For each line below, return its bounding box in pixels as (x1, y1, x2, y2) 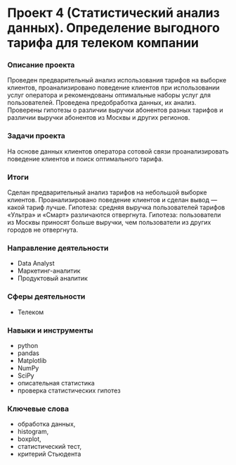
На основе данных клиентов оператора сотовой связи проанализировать (7, 147, 229, 156)
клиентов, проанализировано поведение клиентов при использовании (7, 83, 220, 92)
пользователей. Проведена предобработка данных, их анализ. (7, 99, 197, 107)
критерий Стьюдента (17, 449, 81, 459)
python (17, 341, 39, 349)
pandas (17, 349, 40, 357)
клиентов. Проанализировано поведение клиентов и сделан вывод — (7, 196, 218, 204)
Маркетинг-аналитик (17, 266, 81, 275)
